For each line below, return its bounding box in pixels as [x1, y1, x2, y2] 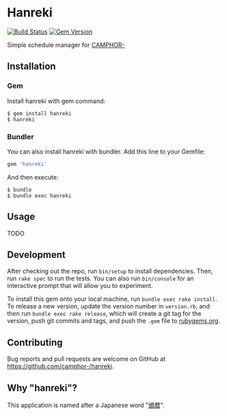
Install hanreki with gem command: [7, 97, 106, 105]
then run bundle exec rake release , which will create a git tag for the [7, 310, 202, 318]
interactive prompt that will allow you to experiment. [7, 282, 153, 290]
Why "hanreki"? [7, 382, 77, 393]
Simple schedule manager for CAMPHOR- [7, 40, 125, 49]
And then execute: [7, 173, 59, 181]
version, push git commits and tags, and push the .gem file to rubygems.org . [7, 317, 221, 325]
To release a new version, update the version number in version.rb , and [7, 302, 211, 310]
